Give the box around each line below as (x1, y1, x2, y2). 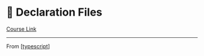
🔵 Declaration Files (6, 5, 103, 19)
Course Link (6, 25, 36, 33)
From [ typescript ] (6, 42, 50, 50)
